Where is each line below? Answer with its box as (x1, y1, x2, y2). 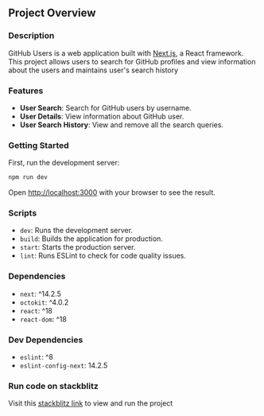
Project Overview (8, 6, 96, 20)
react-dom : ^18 (19, 314, 68, 324)
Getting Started (8, 139, 69, 150)
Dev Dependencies (8, 334, 83, 345)
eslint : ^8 (19, 352, 53, 362)
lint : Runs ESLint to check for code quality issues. (19, 251, 187, 261)
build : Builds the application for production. (19, 234, 163, 243)
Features (8, 85, 44, 96)
